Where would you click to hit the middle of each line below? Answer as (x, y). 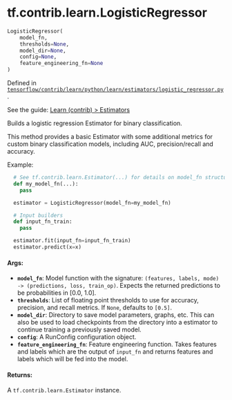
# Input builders (38, 215)
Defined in (22, 83)
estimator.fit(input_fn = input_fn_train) (72, 241)
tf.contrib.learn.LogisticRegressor (107, 13)
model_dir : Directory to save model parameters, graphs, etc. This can (116, 315)
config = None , (38, 57)
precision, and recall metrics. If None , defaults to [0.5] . (95, 308)
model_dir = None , (43, 51)
